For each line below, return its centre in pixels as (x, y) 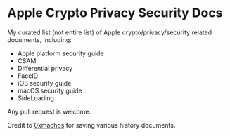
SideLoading (36, 98)
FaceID (28, 76)
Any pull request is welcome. (49, 111)
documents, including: (39, 39)
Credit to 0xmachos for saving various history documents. (91, 125)
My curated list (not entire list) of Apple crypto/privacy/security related (110, 32)
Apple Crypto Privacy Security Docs (115, 13)
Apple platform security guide (60, 53)
